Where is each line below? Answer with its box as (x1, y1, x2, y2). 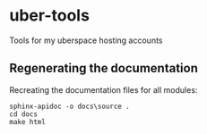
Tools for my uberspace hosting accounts (9, 35, 163, 46)
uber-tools (9, 5, 90, 26)
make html (9, 117, 47, 126)
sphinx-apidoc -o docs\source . (9, 102, 130, 111)
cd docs (9, 109, 39, 119)
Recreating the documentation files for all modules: (9, 84, 198, 95)
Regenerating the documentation (9, 61, 199, 76)
